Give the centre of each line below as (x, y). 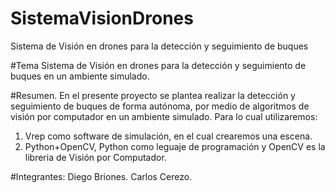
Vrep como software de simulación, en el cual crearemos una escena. (168, 136)
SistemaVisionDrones (102, 18)
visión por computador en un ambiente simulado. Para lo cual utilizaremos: (164, 116)
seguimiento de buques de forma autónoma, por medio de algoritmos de (160, 106)
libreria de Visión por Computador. (95, 157)
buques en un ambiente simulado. (80, 76)
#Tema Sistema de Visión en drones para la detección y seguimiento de (158, 65)
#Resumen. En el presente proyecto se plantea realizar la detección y (153, 95)
